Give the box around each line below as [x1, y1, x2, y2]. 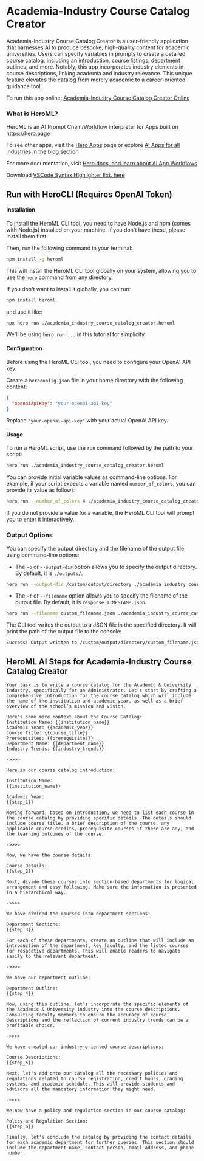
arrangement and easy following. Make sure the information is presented [6, 884, 197, 890]
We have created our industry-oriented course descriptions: [6, 1044, 165, 1050]
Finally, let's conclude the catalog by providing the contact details [6, 1134, 191, 1140]
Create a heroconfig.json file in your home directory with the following [6, 376, 183, 384]
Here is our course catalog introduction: [6, 767, 115, 773]
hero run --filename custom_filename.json [6, 610, 115, 616]
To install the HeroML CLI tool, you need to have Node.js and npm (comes [6, 219, 191, 227]
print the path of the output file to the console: [6, 628, 122, 635]
